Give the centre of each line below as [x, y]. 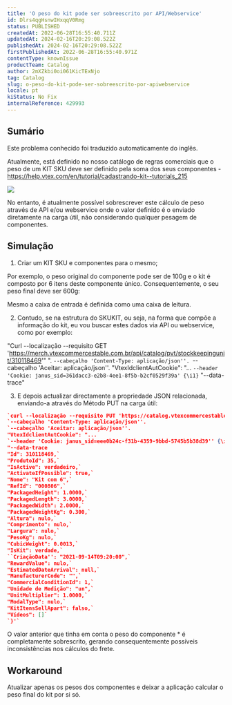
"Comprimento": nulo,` [40, 525]
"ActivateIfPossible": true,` [51, 474]
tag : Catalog [26, 78]
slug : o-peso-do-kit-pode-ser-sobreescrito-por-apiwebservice [98, 84]
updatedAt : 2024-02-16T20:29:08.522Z [61, 39]
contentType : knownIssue [43, 59]
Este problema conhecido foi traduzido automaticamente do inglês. [103, 148]
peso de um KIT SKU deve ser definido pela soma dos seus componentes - [114, 168]
